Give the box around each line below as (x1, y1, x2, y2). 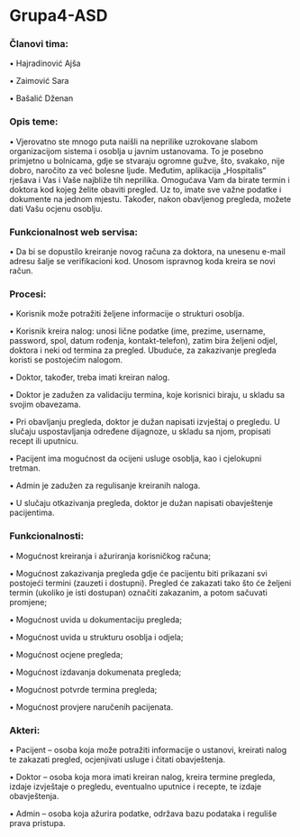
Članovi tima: (9, 38, 69, 51)
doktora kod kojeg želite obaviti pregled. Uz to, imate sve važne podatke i (9, 184, 282, 195)
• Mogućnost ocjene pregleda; (9, 648, 123, 659)
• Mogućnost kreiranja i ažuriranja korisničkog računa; (9, 550, 212, 561)
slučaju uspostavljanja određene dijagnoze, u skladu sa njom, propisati (9, 426, 272, 437)
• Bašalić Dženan (9, 93, 74, 104)
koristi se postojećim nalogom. (9, 354, 123, 365)
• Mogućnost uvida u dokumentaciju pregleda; (9, 614, 183, 625)
